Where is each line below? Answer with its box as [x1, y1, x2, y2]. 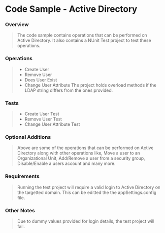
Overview [5, 21, 29, 28]
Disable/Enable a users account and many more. [17, 160, 116, 166]
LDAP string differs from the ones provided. [24, 87, 113, 93]
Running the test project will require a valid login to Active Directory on [17, 184, 161, 190]
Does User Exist [24, 77, 58, 82]
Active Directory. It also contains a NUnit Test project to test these [17, 38, 151, 43]
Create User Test [24, 111, 59, 117]
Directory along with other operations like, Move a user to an [17, 150, 140, 156]
